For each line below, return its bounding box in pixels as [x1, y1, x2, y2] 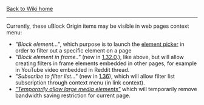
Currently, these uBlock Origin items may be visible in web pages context [6, 22, 189, 30]
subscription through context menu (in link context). [15, 79, 146, 86]
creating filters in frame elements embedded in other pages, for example [15, 60, 197, 67]
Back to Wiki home [6, 5, 53, 12]
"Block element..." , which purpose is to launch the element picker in [15, 40, 185, 48]
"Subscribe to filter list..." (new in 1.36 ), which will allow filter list [15, 72, 175, 80]
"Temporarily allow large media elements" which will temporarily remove [15, 86, 197, 92]
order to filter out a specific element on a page [15, 47, 132, 54]
